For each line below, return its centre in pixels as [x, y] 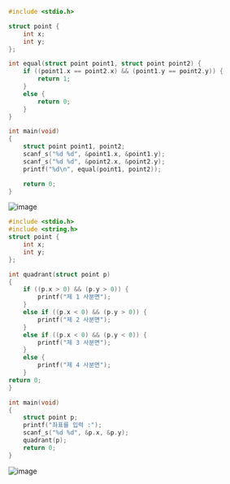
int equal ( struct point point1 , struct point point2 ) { [105, 64]
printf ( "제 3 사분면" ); [74, 342]
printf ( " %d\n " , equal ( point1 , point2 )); [92, 169]
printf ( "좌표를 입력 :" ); [63, 425]
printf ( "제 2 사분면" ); [74, 320]
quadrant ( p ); [45, 440]
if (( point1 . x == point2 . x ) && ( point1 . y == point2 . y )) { [123, 72]
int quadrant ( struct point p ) [60, 274]
